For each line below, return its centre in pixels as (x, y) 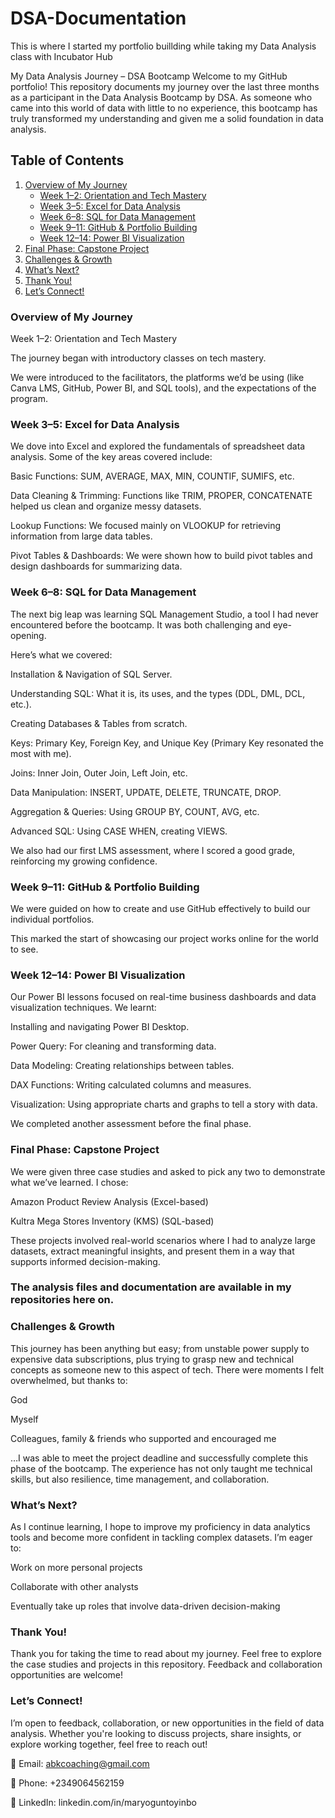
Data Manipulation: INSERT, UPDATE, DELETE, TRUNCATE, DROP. (146, 792)
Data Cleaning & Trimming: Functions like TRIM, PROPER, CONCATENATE (161, 496)
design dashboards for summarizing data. (96, 566)
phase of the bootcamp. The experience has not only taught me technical (161, 1468)
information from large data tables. (81, 536)
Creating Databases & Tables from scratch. (99, 723)
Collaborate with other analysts (74, 1587)
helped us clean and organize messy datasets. (106, 506)
